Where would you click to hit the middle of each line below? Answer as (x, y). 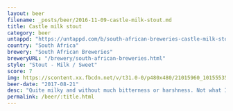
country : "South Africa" (43, 46)
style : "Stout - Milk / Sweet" (52, 65)
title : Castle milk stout (44, 26)
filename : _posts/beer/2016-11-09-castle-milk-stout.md (89, 20)
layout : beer (26, 13)
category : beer (29, 33)
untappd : (20, 39)
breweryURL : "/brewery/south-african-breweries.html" (87, 59)
